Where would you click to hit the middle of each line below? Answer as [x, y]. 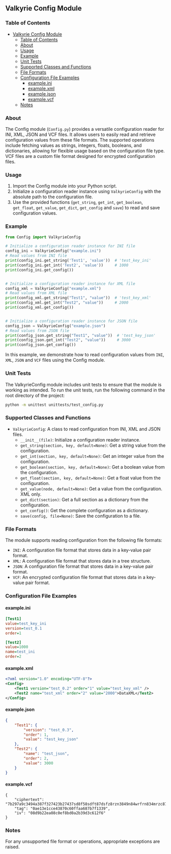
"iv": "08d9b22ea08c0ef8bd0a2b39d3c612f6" [60, 813]
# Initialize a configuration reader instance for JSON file [72, 321]
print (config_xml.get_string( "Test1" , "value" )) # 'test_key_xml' [78, 298]
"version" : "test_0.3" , [49, 730]
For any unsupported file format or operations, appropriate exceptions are [83, 841]
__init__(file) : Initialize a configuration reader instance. [80, 440]
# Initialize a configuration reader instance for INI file [70, 246]
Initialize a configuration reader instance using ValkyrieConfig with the [87, 192]
